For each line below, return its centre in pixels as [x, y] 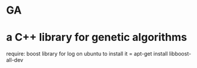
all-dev [15, 60]
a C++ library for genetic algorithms [97, 38]
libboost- [180, 54]
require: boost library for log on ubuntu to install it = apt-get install [87, 54]
